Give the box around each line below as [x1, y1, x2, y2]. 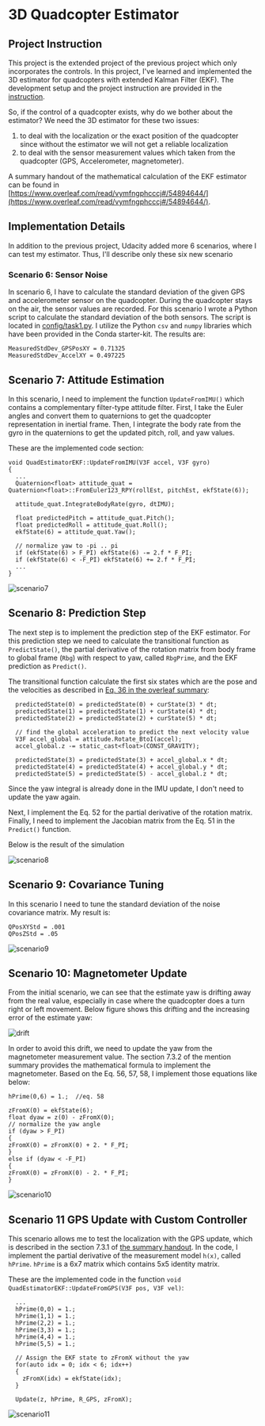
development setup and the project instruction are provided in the [8, 83, 222, 93]
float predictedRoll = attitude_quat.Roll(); [15, 521, 168, 529]
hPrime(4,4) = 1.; [15, 1333, 77, 1341]
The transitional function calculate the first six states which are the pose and [8, 677, 258, 686]
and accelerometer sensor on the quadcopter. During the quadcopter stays [8, 296, 253, 305]
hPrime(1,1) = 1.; [15, 1313, 77, 1321]
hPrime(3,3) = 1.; [15, 1326, 77, 1334]
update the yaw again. [8, 792, 81, 802]
